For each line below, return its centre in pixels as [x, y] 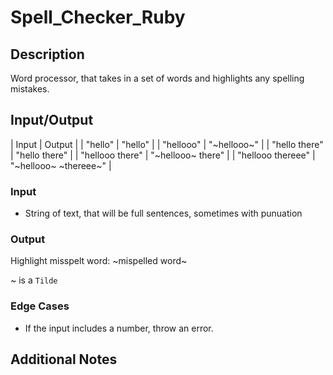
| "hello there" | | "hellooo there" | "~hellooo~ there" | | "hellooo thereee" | [163, 155]
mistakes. [30, 89]
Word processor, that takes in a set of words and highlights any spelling [157, 78]
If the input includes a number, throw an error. [119, 328]
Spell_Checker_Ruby [98, 17]
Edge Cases [40, 306]
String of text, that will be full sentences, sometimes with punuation [163, 213]
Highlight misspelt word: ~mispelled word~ [99, 261]
